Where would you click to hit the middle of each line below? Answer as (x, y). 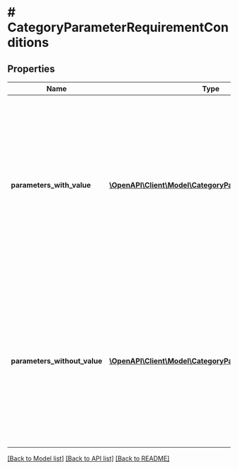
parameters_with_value (51, 185)
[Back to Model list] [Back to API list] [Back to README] (89, 458)
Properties (31, 69)
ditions (28, 43)
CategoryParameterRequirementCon (118, 27)
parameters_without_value (57, 361)
